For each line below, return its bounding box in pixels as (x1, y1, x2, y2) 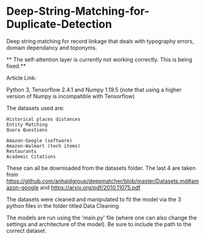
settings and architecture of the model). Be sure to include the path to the (6, 220, 192, 227)
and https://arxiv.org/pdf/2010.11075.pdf (39, 183, 141, 191)
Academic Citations (6, 153, 56, 160)
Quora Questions (6, 127, 48, 133)
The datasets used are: (6, 104, 65, 111)
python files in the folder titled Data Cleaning (6, 202, 119, 209)
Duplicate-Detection (6, 17, 112, 31)
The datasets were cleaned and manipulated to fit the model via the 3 (6, 196, 182, 203)
